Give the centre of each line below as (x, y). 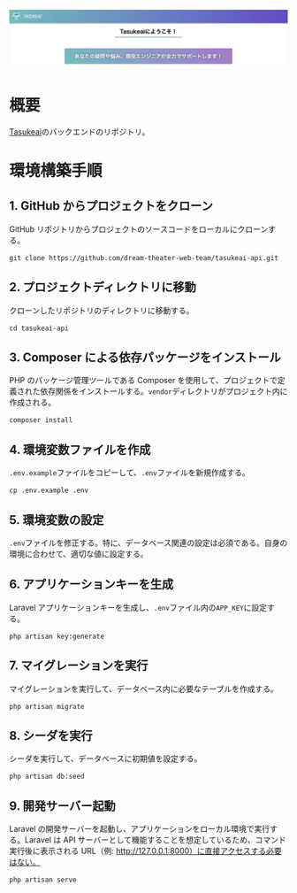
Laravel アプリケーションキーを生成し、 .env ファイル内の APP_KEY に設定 (138, 607)
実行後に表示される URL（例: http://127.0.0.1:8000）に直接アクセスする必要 (146, 851)
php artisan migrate (47, 706)
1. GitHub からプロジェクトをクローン (111, 206)
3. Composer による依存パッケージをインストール (145, 357)
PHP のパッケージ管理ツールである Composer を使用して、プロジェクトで (144, 381)
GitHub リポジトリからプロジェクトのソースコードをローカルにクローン (139, 229)
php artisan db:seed (47, 777)
